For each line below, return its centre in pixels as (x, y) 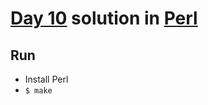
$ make (38, 91)
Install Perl (46, 79)
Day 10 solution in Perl (104, 18)
